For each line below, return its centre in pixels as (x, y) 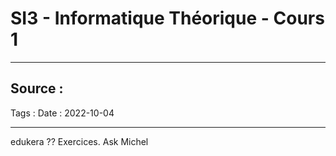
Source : (37, 88)
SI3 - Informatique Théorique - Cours (167, 18)
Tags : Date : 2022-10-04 (62, 113)
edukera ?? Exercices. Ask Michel (79, 141)
